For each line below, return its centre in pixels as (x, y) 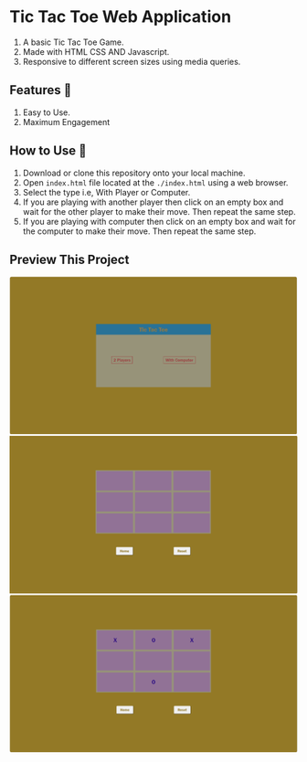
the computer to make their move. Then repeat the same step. (139, 231)
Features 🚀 (41, 90)
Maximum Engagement (66, 122)
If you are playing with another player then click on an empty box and (153, 202)
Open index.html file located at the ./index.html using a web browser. (155, 182)
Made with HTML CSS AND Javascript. (96, 51)
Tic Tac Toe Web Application (120, 17)
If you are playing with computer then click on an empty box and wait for (159, 221)
